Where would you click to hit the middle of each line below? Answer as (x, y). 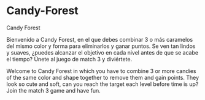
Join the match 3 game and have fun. (54, 90)
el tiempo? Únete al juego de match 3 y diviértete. (69, 59)
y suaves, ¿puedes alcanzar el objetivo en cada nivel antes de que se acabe (102, 52)
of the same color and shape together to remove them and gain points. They (103, 77)
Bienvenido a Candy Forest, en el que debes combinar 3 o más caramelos (100, 39)
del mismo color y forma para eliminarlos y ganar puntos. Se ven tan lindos (101, 46)
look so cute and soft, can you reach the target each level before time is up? (102, 84)
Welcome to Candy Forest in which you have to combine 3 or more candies (101, 71)
